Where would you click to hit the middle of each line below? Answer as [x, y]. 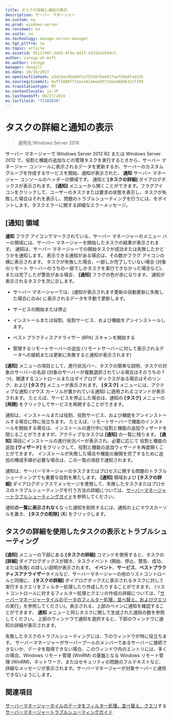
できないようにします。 [30, 674]
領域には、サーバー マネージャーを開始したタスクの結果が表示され [84, 242]
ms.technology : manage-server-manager [47, 39]
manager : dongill [24, 67]
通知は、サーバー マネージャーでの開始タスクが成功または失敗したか [88, 249]
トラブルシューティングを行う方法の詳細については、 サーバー [79, 490]
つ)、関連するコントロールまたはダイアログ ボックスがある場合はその [79, 378]
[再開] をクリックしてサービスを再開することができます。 [66, 404]
